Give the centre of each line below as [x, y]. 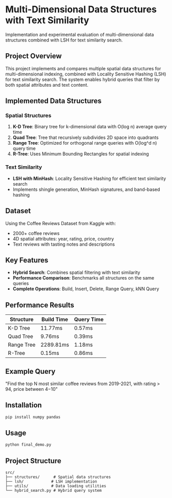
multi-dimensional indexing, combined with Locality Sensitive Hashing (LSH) [86, 74]
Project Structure [33, 461]
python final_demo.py [28, 445]
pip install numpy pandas [33, 417]
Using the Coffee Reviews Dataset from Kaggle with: [61, 223]
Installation [24, 405]
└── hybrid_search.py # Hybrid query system [53, 491]
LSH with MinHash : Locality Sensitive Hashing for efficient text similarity [89, 178]
